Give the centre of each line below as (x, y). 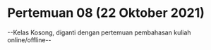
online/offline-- (29, 39)
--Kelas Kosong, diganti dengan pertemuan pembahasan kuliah (100, 32)
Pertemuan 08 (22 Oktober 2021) (106, 13)
